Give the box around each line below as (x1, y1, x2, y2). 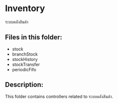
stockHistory (12, 56, 38, 62)
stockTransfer (12, 61, 40, 67)
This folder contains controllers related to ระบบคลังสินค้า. (5, 93, 113, 99)
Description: (5, 81, 44, 89)
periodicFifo (12, 66, 36, 73)
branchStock (12, 51, 38, 57)
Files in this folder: (5, 33, 62, 42)
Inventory (5, 3, 45, 14)
